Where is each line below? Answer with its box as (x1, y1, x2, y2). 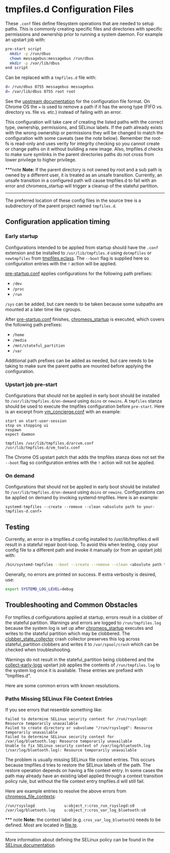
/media (12, 338, 27, 343)
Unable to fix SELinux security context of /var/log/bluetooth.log (5, 743, 151, 748)
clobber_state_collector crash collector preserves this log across (5, 635, 140, 642)
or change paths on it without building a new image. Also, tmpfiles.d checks (5, 146, 163, 152)
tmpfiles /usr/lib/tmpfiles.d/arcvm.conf (5, 441, 94, 446)
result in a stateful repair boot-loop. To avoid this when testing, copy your (5, 541, 158, 547)
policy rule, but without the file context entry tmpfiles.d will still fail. (5, 778, 145, 784)
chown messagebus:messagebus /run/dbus (10, 56, 94, 61)
